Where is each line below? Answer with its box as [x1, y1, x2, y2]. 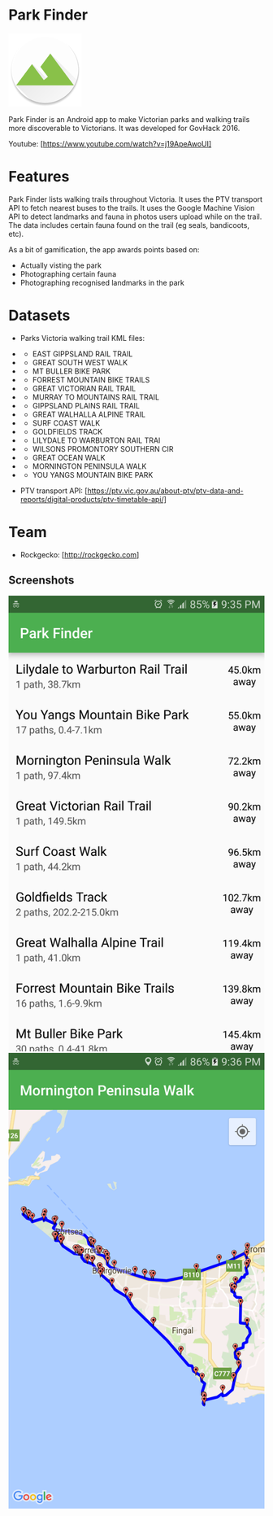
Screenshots [8, 574, 75, 588]
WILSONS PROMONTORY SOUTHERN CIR [32, 443, 174, 453]
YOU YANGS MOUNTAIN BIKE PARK [32, 470, 154, 479]
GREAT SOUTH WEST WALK [32, 357, 128, 367]
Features [8, 168, 70, 186]
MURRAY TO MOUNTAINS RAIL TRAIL [32, 392, 160, 402]
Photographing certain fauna [19, 269, 116, 278]
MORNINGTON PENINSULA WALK [32, 461, 147, 471]
